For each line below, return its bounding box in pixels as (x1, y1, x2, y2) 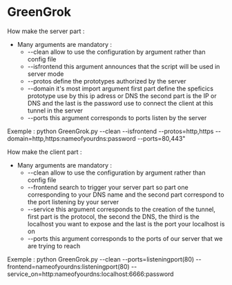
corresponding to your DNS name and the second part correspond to (27, 190, 224, 199)
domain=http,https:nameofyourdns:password (7, 134, 136, 142)
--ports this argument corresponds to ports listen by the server (27, 113, 207, 121)
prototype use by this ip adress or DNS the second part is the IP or (27, 91, 217, 100)
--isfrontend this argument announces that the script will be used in (27, 62, 220, 70)
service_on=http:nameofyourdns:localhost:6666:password (7, 270, 174, 278)
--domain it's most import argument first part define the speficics (27, 84, 214, 92)
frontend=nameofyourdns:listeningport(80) (7, 262, 130, 271)
